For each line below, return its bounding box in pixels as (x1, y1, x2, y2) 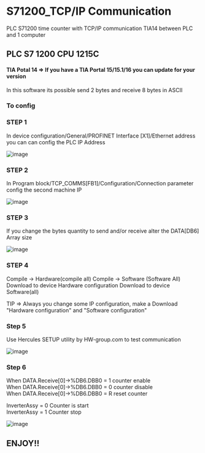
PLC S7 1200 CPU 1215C (6, 49, 99, 60)
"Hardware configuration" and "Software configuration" (6, 306, 147, 314)
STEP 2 (6, 166, 29, 174)
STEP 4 (6, 261, 29, 269)
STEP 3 (6, 213, 29, 222)
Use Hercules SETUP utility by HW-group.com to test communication (6, 336, 181, 343)
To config (6, 101, 36, 110)
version (6, 72, 26, 80)
